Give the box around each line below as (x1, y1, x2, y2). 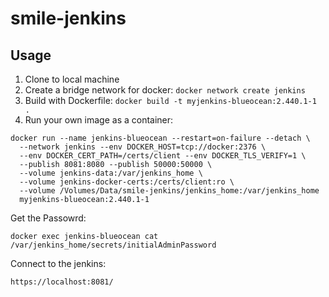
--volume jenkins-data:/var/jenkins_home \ (19, 168, 203, 178)
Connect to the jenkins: (10, 258, 107, 269)
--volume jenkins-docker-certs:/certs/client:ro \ (19, 177, 235, 187)
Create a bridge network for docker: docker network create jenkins (24, 84, 306, 96)
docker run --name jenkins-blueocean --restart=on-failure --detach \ (10, 133, 311, 143)
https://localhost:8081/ (10, 277, 114, 287)
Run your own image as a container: (24, 114, 174, 126)
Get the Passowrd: (10, 212, 87, 224)
